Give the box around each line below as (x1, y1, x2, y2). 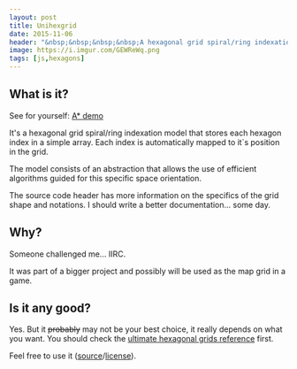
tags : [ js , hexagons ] (9, 54, 86, 63)
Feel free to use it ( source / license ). (9, 350, 137, 361)
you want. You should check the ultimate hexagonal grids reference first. (9, 334, 274, 344)
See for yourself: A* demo (9, 110, 104, 120)
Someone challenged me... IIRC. (9, 249, 126, 259)
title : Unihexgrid (9, 21, 77, 30)
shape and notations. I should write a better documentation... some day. (9, 199, 271, 210)
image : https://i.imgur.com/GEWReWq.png (9, 46, 161, 55)
